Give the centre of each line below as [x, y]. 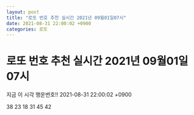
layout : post [23, 12]
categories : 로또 [27, 29]
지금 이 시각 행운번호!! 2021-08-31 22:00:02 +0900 [69, 95]
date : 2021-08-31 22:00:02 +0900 [49, 23]
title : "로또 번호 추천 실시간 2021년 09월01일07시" [66, 18]
